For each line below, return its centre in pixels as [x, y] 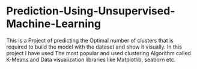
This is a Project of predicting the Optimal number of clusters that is [90, 40]
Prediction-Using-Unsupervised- [91, 11]
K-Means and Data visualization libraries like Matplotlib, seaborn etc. [91, 59]
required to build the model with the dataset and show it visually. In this [94, 47]
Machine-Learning [53, 24]
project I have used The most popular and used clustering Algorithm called [98, 53]
